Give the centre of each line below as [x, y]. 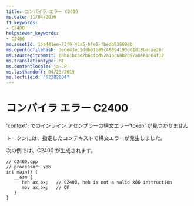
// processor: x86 [29, 167]
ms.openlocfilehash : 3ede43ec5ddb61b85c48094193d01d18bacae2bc [85, 50]
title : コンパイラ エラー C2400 [42, 11]
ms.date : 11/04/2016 [31, 17]
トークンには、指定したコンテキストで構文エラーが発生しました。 [86, 138]
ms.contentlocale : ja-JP [36, 66]
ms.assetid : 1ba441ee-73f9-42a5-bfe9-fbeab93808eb [69, 45]
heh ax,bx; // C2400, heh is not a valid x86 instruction [97, 182]
